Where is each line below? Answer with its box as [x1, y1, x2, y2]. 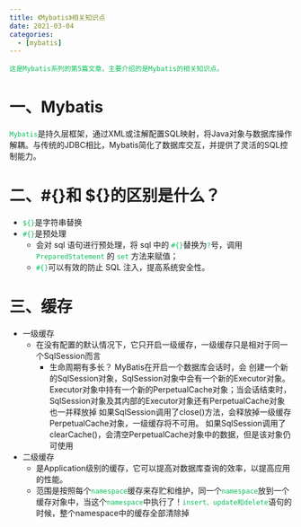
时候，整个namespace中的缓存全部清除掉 [35, 508, 190, 519]
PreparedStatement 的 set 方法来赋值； [35, 250, 179, 261]
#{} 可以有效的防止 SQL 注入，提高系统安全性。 [35, 262, 210, 273]
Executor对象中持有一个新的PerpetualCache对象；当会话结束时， [49, 384, 292, 395]
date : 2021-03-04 [9, 22, 75, 31]
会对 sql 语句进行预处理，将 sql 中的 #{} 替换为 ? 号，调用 [35, 240, 243, 250]
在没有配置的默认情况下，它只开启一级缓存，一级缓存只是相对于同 [35, 339, 280, 350]
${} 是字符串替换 [22, 217, 83, 228]
